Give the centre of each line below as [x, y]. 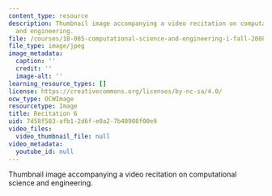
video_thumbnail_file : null [63, 136]
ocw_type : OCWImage [41, 99]
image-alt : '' [39, 76]
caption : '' [36, 62]
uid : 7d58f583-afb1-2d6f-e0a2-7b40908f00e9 [83, 121]
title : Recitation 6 [43, 114]
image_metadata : [36, 53]
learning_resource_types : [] [57, 83]
